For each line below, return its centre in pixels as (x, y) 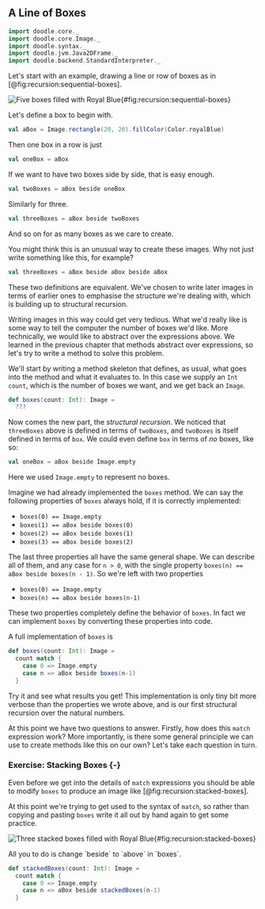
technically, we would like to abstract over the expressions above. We (121, 336)
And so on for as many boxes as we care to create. (91, 234)
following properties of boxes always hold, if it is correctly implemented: (125, 501)
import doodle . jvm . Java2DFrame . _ (63, 53)
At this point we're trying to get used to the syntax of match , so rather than (129, 806)
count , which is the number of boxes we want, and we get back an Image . (127, 385)
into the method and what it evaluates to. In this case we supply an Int (123, 376)
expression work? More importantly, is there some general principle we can (131, 736)
